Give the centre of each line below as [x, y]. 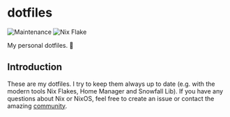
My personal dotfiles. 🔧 [40, 45]
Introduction [35, 67]
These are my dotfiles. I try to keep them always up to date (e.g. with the [111, 84]
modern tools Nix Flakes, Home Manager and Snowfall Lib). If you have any [115, 91]
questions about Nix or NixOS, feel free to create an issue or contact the [111, 98]
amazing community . [37, 106]
